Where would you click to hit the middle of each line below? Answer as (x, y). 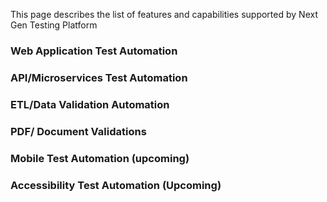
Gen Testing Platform (54, 25)
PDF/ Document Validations (78, 131)
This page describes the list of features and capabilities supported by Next (164, 14)
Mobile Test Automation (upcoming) (100, 158)
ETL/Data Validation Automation (90, 104)
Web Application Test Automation (94, 51)
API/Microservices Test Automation (99, 77)
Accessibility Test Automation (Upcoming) (116, 185)
